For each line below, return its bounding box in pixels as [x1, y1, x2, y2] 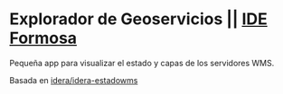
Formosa [9, 28, 78, 48]
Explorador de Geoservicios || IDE [9, 9, 269, 30]
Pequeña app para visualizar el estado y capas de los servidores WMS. [9, 57, 275, 68]
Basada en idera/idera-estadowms [9, 74, 138, 85]
